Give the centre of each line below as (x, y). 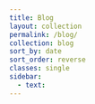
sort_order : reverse (48, 60)
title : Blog (31, 18)
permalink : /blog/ (43, 34)
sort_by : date (36, 52)
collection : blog (42, 43)
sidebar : (26, 77)
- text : (32, 85)
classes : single (39, 69)
